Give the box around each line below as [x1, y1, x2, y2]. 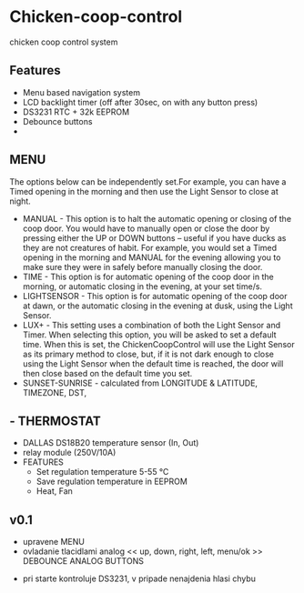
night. [9, 196, 32, 206]
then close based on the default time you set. [22, 367, 193, 378]
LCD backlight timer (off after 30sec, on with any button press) [22, 96, 258, 107]
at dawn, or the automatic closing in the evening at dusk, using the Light [22, 300, 293, 311]
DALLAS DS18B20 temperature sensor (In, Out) [22, 437, 199, 448]
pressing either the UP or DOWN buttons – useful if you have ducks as [22, 232, 287, 243]
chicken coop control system [9, 36, 118, 47]
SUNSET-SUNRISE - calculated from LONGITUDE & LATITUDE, [22, 377, 258, 388]
